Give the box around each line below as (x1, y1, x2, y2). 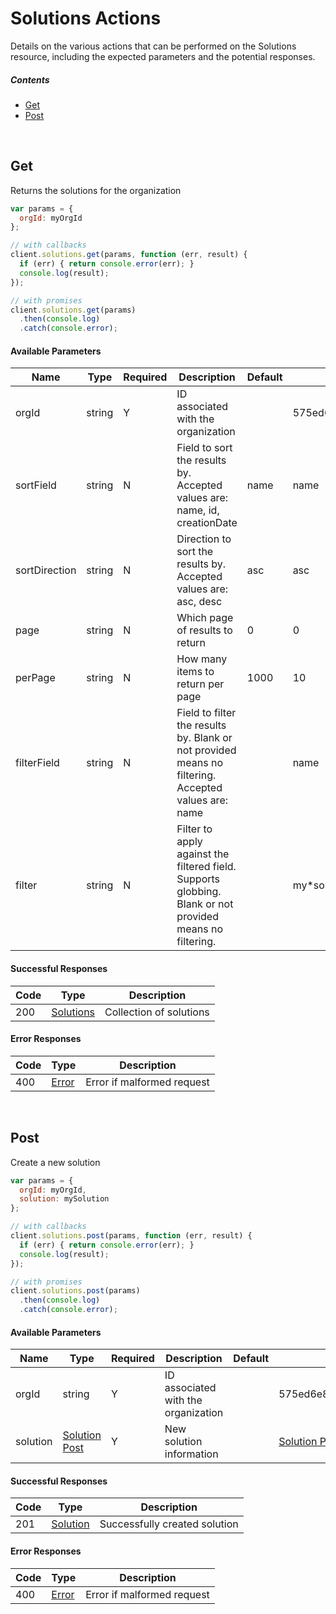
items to (176, 665, 215, 679)
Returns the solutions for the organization (10, 184, 182, 196)
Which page (176, 611, 234, 625)
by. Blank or (176, 731, 233, 745)
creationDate (176, 516, 238, 530)
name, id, (176, 503, 220, 517)
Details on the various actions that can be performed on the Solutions (10, 40, 297, 52)
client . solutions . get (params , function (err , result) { (10, 250, 248, 260)
